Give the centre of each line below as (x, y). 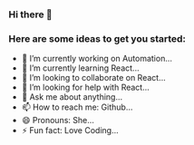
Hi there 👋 (31, 14)
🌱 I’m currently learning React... (80, 68)
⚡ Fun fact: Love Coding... (70, 130)
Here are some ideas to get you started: (97, 38)
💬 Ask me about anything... (72, 97)
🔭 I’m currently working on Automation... (97, 59)
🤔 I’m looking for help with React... (86, 87)
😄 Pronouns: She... (58, 121)
